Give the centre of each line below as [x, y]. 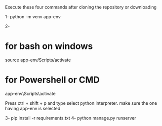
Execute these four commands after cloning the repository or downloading [81, 7]
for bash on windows [49, 46]
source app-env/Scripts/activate [38, 60]
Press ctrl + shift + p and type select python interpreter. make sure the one [81, 103]
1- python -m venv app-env [33, 17]
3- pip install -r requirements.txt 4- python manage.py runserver [71, 118]
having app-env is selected [33, 108]
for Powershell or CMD [52, 80]
